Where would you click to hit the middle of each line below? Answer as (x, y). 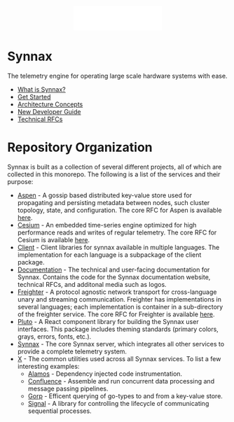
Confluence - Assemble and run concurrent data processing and (121, 381)
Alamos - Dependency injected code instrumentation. (105, 374)
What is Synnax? (42, 90)
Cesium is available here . (53, 240)
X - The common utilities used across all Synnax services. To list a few (119, 359)
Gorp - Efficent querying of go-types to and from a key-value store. (125, 396)
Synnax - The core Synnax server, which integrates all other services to (121, 344)
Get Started (34, 97)
